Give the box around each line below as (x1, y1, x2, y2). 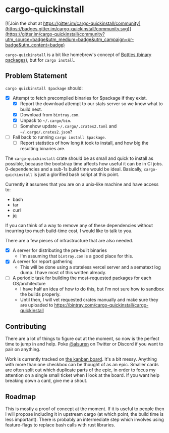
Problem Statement (5, 72, 68, 80)
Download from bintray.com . (20, 111, 80, 117)
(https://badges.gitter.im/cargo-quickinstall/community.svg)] (5, 25, 131, 31)
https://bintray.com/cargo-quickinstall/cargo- (54, 302, 149, 308)
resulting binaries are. (20, 146, 66, 152)
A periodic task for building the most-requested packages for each (12, 275, 151, 281)
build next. (20, 106, 42, 112)
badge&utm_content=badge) (5, 41, 65, 48)
